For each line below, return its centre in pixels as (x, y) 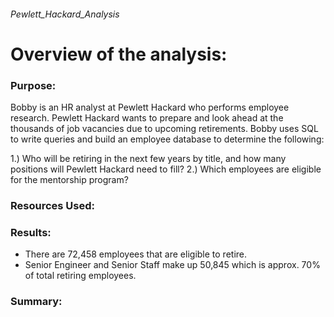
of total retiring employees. (80, 276)
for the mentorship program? (69, 180)
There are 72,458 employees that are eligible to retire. (136, 254)
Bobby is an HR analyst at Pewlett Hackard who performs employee (150, 107)
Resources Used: (52, 205)
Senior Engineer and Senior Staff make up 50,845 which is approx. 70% (172, 265)
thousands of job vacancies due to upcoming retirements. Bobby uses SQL (164, 129)
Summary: (36, 302)
